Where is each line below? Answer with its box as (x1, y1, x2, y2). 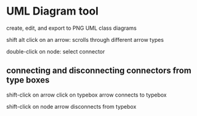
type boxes (6, 75, 50, 86)
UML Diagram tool (6, 4, 99, 18)
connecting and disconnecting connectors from (6, 66, 192, 76)
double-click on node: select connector (6, 47, 105, 55)
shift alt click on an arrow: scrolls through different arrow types (6, 36, 164, 43)
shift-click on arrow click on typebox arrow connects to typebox (6, 91, 167, 98)
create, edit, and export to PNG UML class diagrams (6, 24, 137, 32)
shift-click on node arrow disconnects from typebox (6, 103, 137, 110)
